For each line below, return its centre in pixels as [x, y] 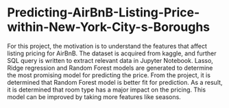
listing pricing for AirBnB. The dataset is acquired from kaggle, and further [112, 53]
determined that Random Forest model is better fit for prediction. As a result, [115, 82]
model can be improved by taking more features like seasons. [94, 96]
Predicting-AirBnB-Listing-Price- [104, 13]
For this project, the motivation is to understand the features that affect [107, 46]
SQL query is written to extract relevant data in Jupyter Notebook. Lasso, [110, 60]
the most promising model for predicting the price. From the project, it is [109, 75]
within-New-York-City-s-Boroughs [109, 27]
